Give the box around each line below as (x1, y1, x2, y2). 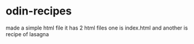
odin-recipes (5, 4, 72, 18)
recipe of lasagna (5, 30, 49, 37)
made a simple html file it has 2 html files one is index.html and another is (5, 24, 188, 31)
